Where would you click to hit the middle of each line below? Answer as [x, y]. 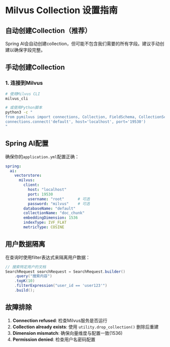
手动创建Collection [35, 67]
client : [31, 185]
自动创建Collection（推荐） [48, 31]
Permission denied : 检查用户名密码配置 [54, 339]
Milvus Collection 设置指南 [61, 10]
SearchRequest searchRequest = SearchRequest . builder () [65, 271]
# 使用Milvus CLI [23, 94]
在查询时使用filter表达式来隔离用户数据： [48, 257]
